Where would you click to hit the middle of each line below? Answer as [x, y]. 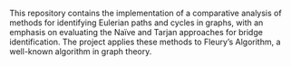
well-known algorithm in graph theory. [81, 52]
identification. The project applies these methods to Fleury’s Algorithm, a [145, 42]
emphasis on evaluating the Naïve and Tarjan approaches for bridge [136, 32]
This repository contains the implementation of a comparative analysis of [146, 13]
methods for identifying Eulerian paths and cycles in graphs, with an [136, 23]
